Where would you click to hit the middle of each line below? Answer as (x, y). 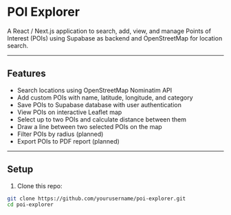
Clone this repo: (40, 185)
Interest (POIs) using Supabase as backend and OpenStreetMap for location (115, 38)
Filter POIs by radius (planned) (60, 134)
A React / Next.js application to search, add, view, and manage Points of (109, 31)
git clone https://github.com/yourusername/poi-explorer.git (97, 199)
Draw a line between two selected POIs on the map (90, 126)
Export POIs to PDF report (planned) (68, 141)
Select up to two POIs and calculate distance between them (102, 119)
